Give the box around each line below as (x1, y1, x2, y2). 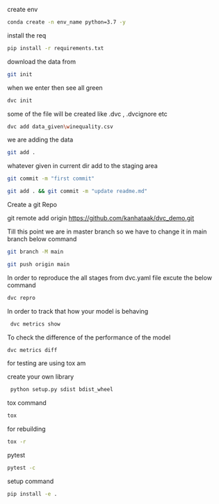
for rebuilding (7, 425, 47, 434)
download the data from (7, 57, 76, 66)
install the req (7, 31, 47, 40)
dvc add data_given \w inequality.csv (7, 123, 113, 130)
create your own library (7, 372, 74, 381)
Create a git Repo (7, 201, 58, 208)
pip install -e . (7, 490, 58, 497)
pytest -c (7, 464, 36, 471)
